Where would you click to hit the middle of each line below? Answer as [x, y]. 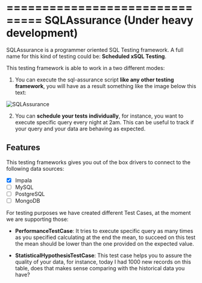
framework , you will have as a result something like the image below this [106, 86]
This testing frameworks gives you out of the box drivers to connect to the [99, 162]
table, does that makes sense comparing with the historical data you [100, 268]
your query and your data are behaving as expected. [80, 129]
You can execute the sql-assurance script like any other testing [94, 80]
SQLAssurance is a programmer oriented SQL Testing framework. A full [95, 49]
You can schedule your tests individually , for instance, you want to [99, 116]
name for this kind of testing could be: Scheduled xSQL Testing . [87, 56]
